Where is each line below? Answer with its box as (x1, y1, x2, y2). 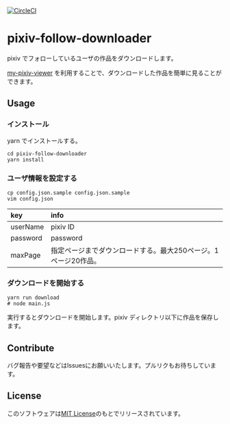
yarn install (7, 156, 44, 163)
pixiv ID (50, 222, 75, 232)
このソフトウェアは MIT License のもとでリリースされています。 (7, 409, 185, 417)
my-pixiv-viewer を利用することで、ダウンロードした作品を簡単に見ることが (7, 69, 222, 77)
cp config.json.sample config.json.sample (7, 189, 130, 196)
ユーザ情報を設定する (7, 173, 77, 183)
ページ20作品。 (50, 256, 101, 265)
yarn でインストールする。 (7, 136, 82, 144)
